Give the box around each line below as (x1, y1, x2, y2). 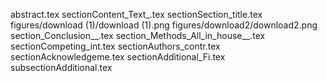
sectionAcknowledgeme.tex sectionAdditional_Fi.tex (10, 51, 226, 63)
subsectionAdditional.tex (10, 62, 113, 73)
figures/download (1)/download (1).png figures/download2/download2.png (10, 19, 318, 31)
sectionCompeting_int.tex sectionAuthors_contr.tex (10, 40, 221, 52)
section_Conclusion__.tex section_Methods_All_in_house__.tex (10, 30, 266, 41)
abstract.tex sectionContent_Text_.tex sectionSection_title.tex (10, 9, 263, 20)
